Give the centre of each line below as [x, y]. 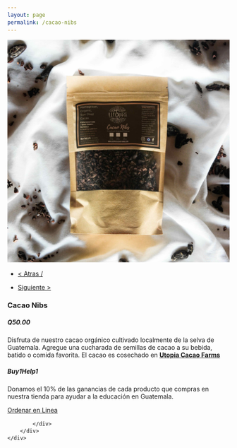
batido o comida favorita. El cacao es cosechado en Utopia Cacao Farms [114, 355]
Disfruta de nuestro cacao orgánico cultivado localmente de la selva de [111, 340]
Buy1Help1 [23, 371]
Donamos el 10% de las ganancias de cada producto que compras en [108, 389]
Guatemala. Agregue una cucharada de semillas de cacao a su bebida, [110, 348]
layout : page [26, 15]
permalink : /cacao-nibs [42, 22]
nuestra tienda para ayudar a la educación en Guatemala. [91, 396]
